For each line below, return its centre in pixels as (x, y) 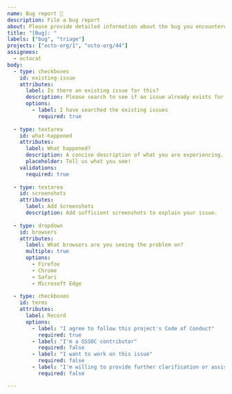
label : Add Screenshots (60, 207)
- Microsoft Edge (57, 283)
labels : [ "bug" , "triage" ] (46, 39)
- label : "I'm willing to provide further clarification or (120, 367)
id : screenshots (43, 194)
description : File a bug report (54, 20)
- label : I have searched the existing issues (100, 110)
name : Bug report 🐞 (35, 13)
